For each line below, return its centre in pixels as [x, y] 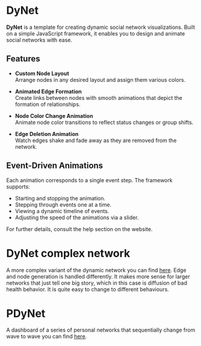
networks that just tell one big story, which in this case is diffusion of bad [97, 283]
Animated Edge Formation [48, 91]
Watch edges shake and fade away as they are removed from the [96, 140]
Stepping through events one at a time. [63, 205]
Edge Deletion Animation [47, 134]
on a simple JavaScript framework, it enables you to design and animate [96, 33]
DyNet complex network [68, 253]
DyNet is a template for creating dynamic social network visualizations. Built [101, 27]
